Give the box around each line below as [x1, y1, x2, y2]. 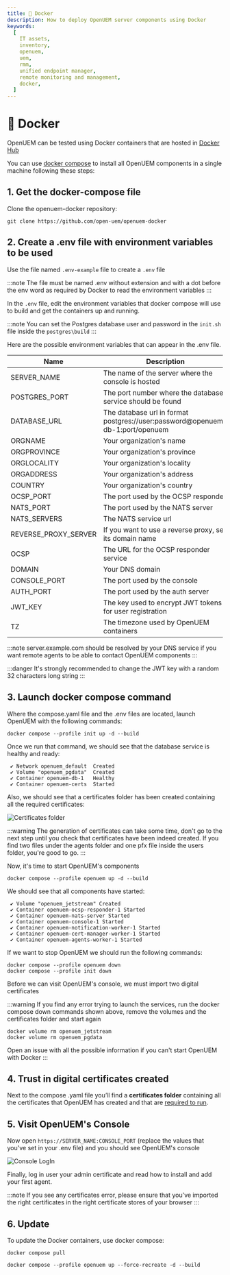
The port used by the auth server [103, 587, 209, 596]
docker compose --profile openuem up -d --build [7, 875, 149, 882]
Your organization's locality [103, 458, 191, 467]
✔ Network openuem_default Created [10, 762, 115, 770]
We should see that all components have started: [7, 887, 145, 895]
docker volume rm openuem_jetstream [7, 1028, 112, 1035]
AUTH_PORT [10, 587, 52, 596]
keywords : [7, 23, 36, 29]
